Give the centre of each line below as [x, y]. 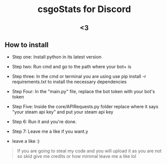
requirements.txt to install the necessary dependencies [69, 82]
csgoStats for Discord [84, 9]
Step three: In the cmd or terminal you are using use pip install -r [79, 76]
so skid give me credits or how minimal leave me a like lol [77, 156]
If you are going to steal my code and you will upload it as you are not [89, 151]
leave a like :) [26, 141]
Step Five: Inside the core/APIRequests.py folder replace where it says [85, 107]
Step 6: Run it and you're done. [44, 122]
